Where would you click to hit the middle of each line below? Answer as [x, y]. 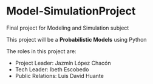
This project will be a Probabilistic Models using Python [76, 39]
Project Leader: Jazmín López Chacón [63, 63]
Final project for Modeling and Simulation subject [68, 28]
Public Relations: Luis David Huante [59, 76]
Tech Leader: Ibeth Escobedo [52, 69]
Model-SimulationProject [71, 11]
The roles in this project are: [42, 51]
